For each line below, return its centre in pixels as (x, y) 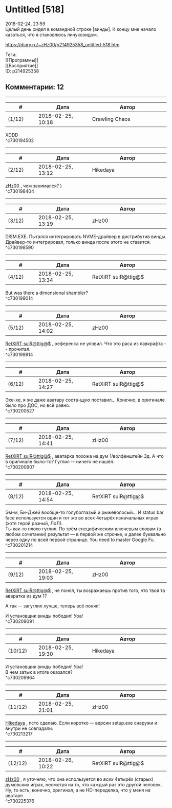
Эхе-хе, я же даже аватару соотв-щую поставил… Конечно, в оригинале (85, 400)
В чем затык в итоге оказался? (39, 672)
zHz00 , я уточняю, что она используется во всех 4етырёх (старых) (79, 779)
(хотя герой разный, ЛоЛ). (34, 523)
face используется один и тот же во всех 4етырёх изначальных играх (82, 517)
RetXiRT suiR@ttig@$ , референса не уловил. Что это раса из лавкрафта (84, 344)
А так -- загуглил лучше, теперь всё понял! (52, 606)
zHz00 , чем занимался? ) (34, 186)
